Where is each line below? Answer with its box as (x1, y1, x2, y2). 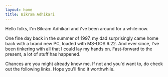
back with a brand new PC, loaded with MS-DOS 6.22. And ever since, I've (5, 40, 159, 46)
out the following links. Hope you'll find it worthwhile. (5, 66, 115, 72)
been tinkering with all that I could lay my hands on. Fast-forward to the (5, 46, 152, 52)
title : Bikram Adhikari (5, 12, 55, 17)
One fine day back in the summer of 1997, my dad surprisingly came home (5, 35, 159, 41)
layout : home (5, 7, 33, 12)
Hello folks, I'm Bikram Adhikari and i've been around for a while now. (5, 25, 149, 31)
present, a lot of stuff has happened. (5, 51, 81, 57)
